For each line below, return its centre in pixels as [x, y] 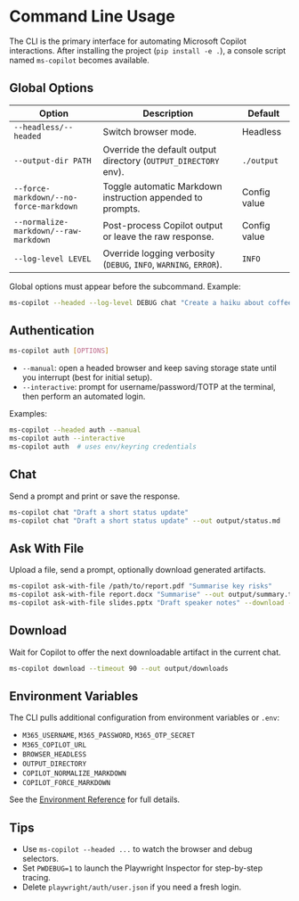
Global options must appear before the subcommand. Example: [125, 286]
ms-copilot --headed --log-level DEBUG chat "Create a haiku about [137, 302]
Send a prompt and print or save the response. [95, 496]
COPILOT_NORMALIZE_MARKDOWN [74, 773]
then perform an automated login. [84, 397]
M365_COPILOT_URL [54, 745]
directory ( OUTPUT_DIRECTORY [161, 161]
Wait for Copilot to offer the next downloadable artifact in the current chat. [145, 652]
